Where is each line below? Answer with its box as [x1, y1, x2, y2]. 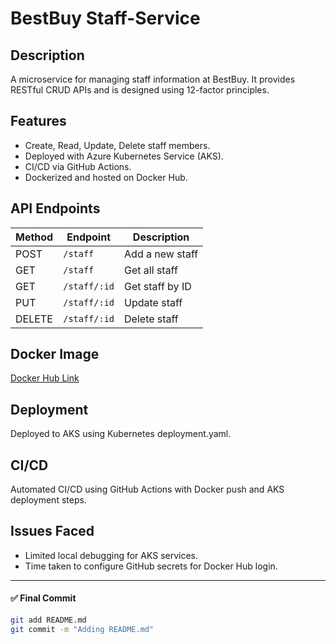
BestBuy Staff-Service [10, 7, 201, 30]
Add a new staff [124, 247, 199, 261]
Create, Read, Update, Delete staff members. [24, 139, 211, 151]
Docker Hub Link [10, 372, 80, 384]
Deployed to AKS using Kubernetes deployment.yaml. [10, 428, 232, 440]
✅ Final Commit [10, 592, 77, 604]
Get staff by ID [124, 279, 192, 293]
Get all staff [124, 263, 178, 277]
